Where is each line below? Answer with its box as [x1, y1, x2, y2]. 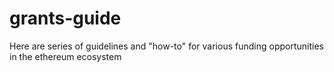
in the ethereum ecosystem [9, 50, 122, 62]
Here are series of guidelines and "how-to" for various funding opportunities [9, 40, 324, 52]
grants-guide [9, 7, 122, 30]
